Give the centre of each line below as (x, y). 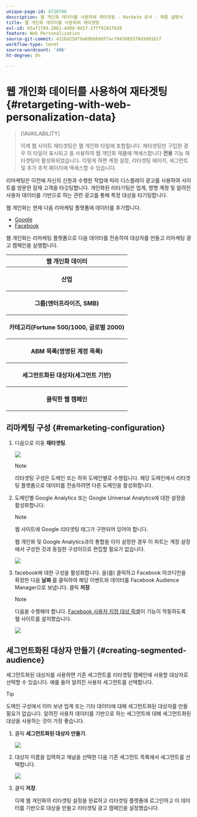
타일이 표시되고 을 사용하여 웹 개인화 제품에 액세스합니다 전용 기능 (108, 153)
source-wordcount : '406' (36, 50)
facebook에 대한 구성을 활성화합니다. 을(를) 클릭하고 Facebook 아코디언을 (100, 573)
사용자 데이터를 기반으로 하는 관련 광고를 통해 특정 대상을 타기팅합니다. (87, 195)
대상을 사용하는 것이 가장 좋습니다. (45, 721)
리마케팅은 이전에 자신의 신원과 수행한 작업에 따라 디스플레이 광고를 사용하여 (93, 180)
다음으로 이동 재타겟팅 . (41, 443)
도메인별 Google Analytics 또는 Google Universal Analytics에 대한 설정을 (100, 498)
